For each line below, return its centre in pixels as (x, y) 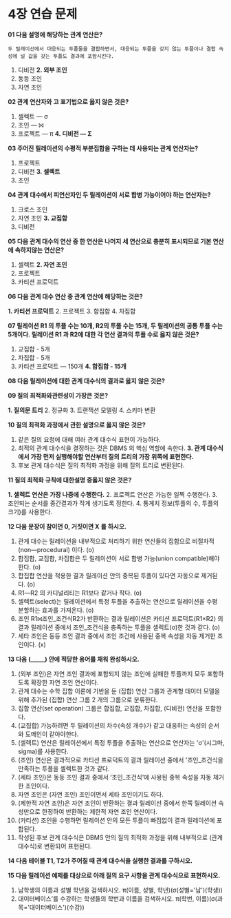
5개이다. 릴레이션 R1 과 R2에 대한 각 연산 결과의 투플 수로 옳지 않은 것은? (103, 334)
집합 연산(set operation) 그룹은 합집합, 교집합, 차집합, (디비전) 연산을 (110, 708)
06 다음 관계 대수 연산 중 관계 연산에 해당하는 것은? (75, 296)
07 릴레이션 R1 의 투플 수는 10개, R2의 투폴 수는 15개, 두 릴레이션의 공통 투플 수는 (115, 325)
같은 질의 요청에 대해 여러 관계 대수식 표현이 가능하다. (89, 439)
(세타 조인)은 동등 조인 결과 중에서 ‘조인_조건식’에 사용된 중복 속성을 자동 (114, 777)
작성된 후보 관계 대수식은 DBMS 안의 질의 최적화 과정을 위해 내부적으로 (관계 (120, 837)
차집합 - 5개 (34, 357)
